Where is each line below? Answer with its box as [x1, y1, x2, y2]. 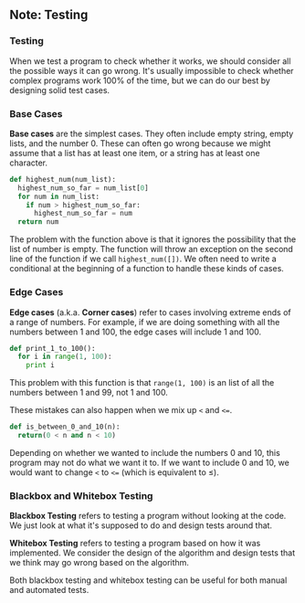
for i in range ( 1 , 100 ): [17, 352, 112, 362]
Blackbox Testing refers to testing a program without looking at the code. [9, 511, 287, 522]
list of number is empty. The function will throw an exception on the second [9, 244, 294, 255]
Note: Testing [9, 7, 89, 23]
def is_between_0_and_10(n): [9, 422, 121, 432]
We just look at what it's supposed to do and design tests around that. [9, 520, 272, 531]
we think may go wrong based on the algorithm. [9, 557, 190, 568]
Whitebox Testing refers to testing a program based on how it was [9, 538, 261, 549]
